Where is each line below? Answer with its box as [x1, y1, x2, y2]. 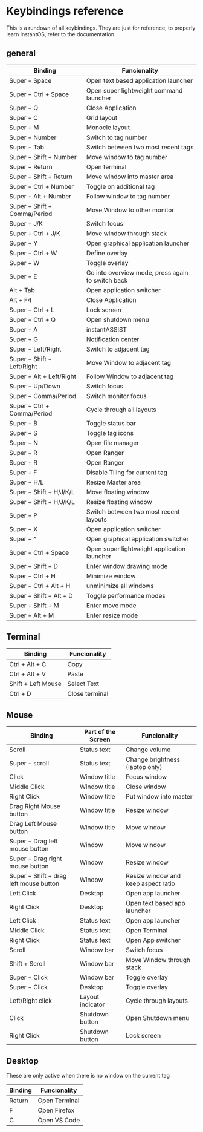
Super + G [9, 335, 38, 343]
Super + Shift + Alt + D [9, 591, 73, 600]
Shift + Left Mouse [9, 679, 62, 688]
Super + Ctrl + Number [9, 182, 74, 191]
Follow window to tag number [86, 192, 170, 200]
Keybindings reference [6, 4, 124, 18]
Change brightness [126, 755, 180, 764]
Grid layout [86, 113, 118, 122]
